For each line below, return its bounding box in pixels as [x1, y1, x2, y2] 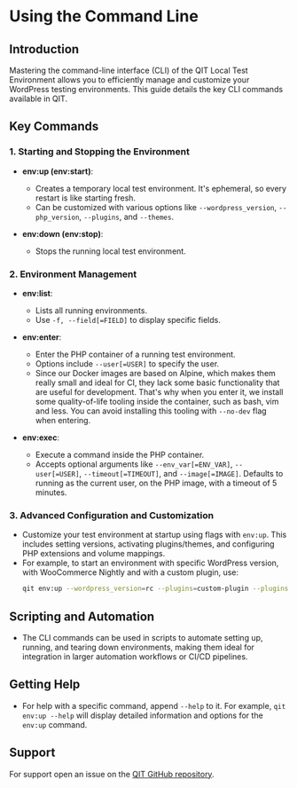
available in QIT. [9, 93, 68, 104]
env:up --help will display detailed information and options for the [21, 710, 263, 721]
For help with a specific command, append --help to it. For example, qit [21, 700, 286, 711]
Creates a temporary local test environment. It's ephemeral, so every [35, 183, 286, 193]
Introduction [9, 42, 80, 57]
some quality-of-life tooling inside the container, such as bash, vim [35, 396, 279, 406]
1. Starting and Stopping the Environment [9, 146, 191, 158]
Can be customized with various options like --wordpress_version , [35, 201, 277, 212]
